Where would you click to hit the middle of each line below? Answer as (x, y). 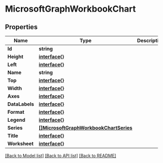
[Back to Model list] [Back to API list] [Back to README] (61, 156)
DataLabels (21, 104)
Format (16, 112)
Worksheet (21, 144)
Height (15, 57)
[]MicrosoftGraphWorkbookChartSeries (85, 128)
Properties (21, 27)
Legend (16, 120)
